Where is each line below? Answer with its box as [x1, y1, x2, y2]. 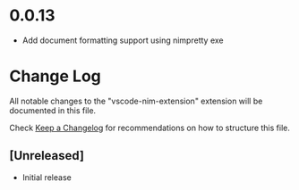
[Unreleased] [9, 148, 85, 163]
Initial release [21, 171, 72, 183]
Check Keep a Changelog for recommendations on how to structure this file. [9, 122, 291, 133]
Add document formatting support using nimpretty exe [21, 35, 224, 45]
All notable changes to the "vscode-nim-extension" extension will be [9, 95, 263, 106]
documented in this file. [9, 104, 97, 116]
